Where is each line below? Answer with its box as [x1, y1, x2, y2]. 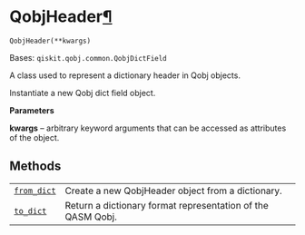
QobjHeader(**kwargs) [9, 36, 92, 45]
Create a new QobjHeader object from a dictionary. [64, 184, 283, 197]
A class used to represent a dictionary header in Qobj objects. [9, 70, 241, 81]
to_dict [14, 206, 47, 216]
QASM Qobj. [64, 211, 118, 223]
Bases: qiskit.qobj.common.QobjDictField [9, 52, 168, 63]
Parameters [9, 104, 54, 115]
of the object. [9, 132, 60, 142]
